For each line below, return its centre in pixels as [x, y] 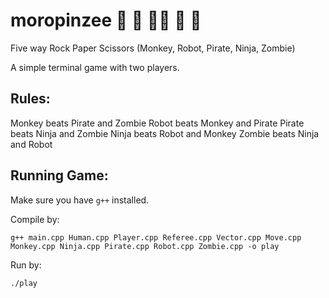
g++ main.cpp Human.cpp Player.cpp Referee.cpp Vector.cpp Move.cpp [156, 237]
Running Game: [59, 175]
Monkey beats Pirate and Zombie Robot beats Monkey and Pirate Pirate [157, 123]
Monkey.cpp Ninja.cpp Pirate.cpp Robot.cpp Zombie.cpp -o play [145, 246]
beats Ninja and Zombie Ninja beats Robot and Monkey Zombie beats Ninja [165, 133]
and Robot [31, 144]
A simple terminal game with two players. [95, 67]
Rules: [30, 99]
